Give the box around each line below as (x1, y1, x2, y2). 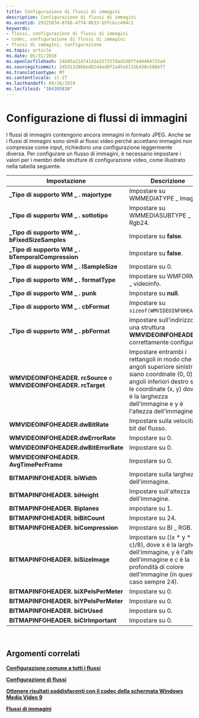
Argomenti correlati (6, 649, 80, 659)
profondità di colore (129, 563, 184, 571)
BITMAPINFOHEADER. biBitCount (9, 514, 105, 522)
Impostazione (46, 176, 86, 185)
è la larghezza (129, 392, 168, 401)
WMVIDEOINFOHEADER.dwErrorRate (9, 434, 116, 442)
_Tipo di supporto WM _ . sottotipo (9, 211, 108, 220)
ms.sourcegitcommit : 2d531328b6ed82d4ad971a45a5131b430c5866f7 (6, 63, 166, 70)
